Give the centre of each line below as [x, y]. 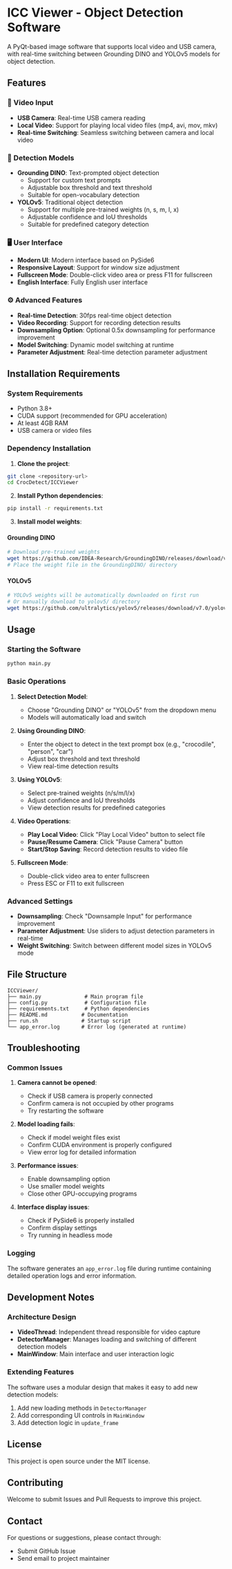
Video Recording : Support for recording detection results [99, 322]
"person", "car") [50, 751]
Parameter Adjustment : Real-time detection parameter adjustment [112, 352]
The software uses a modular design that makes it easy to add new [103, 1387]
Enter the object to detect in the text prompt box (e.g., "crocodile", [122, 744]
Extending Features [41, 1372]
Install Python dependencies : [60, 496]
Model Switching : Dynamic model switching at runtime [95, 344]
